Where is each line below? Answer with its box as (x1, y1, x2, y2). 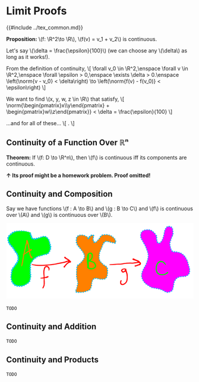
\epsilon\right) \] (6, 83, 46, 91)
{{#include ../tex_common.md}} (6, 24, 83, 31)
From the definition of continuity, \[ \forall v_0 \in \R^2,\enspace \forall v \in (6, 64, 188, 72)
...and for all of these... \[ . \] (6, 119, 75, 126)
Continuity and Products (6, 355, 99, 365)
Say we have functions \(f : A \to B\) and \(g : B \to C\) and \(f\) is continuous (6, 204, 193, 212)
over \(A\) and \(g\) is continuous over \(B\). (6, 211, 113, 218)
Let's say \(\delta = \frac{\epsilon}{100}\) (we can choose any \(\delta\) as (6, 46, 188, 54)
